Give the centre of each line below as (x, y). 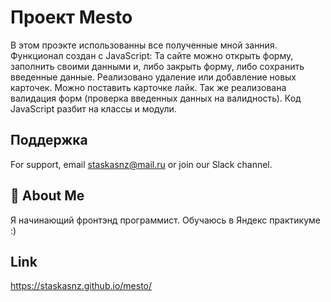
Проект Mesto (71, 17)
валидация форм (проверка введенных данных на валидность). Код (156, 98)
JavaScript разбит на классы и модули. (93, 108)
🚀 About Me (47, 196)
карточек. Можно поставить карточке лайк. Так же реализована (148, 87)
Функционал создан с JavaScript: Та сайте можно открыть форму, (152, 55)
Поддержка (49, 140)
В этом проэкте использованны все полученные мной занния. (144, 45)
